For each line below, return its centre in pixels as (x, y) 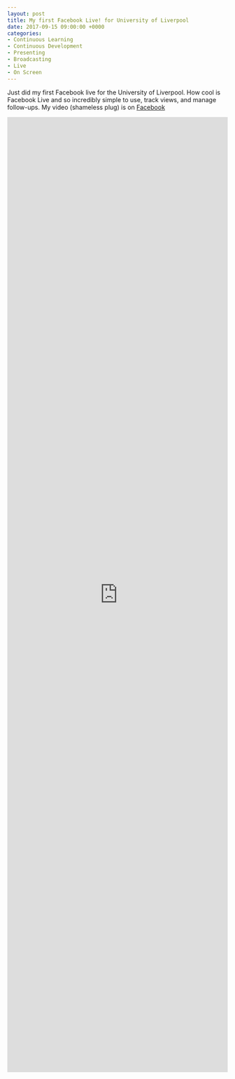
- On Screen (24, 72)
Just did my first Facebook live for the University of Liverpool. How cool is (114, 92)
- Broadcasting (29, 59)
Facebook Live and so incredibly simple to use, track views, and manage (112, 99)
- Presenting (26, 53)
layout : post (26, 14)
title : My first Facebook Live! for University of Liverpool (98, 20)
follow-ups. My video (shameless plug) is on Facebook (86, 107)
